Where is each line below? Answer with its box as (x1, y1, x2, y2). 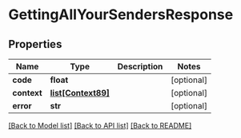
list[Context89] (50, 88, 110, 98)
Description (117, 61, 163, 72)
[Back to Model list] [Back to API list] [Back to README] (8, 121, 192, 130)
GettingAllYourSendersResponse (8, 6, 234, 24)
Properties (8, 37, 62, 51)
